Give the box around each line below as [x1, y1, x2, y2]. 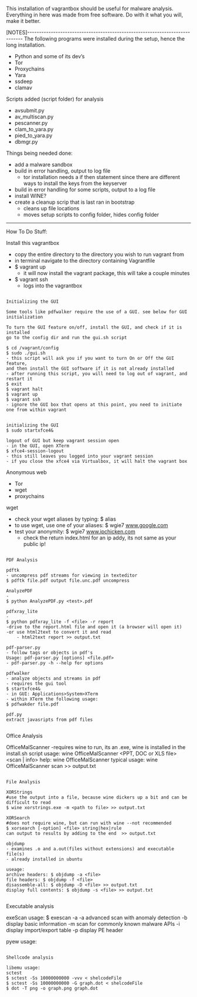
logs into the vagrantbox [23, 282, 83, 289]
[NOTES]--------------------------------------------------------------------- [6, 29, 191, 36]
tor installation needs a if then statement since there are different [23, 174, 181, 180]
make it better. [6, 18, 41, 24]
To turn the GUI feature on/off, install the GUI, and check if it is [6, 324, 182, 330]
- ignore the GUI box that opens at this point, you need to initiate [6, 402, 182, 408]
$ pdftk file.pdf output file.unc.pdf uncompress [6, 578, 130, 584]
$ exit [6, 381, 22, 387]
